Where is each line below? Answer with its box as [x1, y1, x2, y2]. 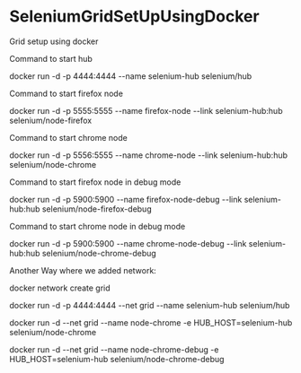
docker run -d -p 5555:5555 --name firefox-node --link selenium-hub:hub [9, 105, 283, 116]
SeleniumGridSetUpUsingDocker [9, 6, 260, 27]
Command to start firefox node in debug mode [9, 177, 181, 187]
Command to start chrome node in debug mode [9, 221, 186, 231]
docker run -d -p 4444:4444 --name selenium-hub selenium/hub [9, 70, 252, 82]
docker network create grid [9, 282, 111, 293]
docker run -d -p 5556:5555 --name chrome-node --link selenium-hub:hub [9, 150, 288, 160]
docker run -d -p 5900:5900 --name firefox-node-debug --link [9, 194, 243, 204]
